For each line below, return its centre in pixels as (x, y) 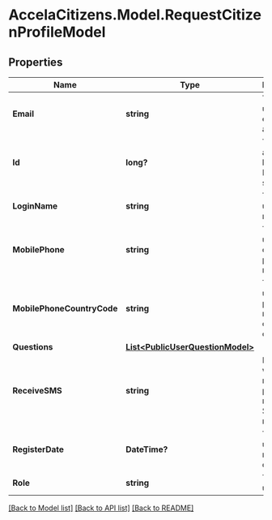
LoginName (35, 206)
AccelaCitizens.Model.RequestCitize (135, 15)
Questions (33, 347)
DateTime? (147, 449)
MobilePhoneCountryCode (65, 308)
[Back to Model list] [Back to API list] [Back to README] (101, 508)
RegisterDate (38, 449)
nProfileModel (57, 32)
